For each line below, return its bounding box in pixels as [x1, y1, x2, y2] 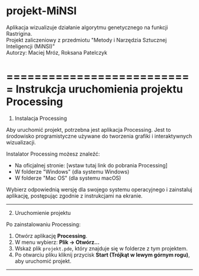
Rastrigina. [6, 30, 33, 37]
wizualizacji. [6, 138, 36, 146]
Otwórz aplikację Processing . [14, 232, 88, 239]
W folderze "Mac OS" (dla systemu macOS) [14, 174, 121, 182]
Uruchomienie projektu [14, 209, 71, 216]
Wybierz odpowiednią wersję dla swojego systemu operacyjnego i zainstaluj [6, 186, 192, 193]
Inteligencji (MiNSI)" [6, 43, 55, 50]
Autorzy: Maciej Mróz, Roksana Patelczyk [6, 49, 108, 56]
